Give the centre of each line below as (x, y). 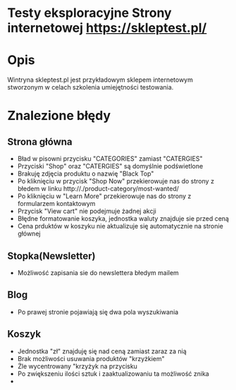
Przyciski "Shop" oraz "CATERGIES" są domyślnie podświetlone (110, 166)
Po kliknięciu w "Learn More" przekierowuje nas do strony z (104, 196)
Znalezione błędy (59, 116)
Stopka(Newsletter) (51, 256)
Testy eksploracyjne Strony (89, 13)
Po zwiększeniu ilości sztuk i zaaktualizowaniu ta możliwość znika (113, 373)
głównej (29, 233)
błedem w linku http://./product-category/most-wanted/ (98, 189)
